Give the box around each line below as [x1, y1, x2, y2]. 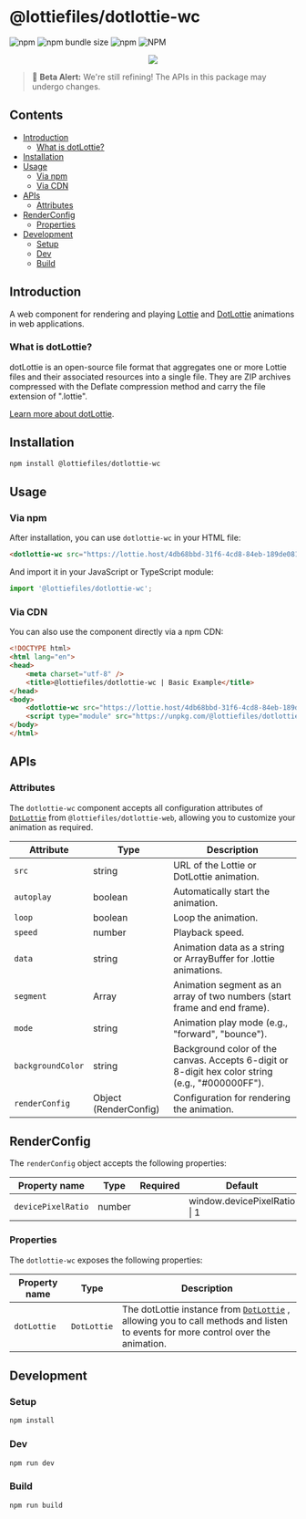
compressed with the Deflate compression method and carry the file [9, 380, 266, 391]
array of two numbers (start [172, 990, 291, 1003]
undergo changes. [31, 80, 101, 92]
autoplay [14, 891, 52, 902]
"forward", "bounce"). [172, 1027, 267, 1040]
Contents [9, 108, 64, 123]
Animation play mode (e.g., [172, 1015, 289, 1028]
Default [225, 1180, 259, 1192]
